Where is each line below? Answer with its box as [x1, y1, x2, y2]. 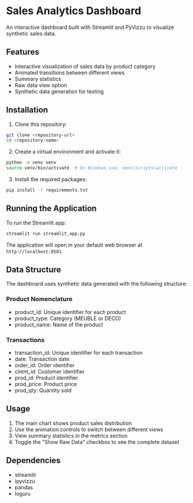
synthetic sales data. [6, 30, 56, 37]
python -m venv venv [6, 159, 57, 166]
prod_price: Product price [14, 381, 78, 388]
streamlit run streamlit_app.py [6, 230, 85, 237]
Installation [6, 105, 48, 115]
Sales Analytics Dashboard [6, 4, 141, 18]
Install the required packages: [14, 176, 87, 183]
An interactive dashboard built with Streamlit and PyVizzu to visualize [6, 24, 175, 31]
